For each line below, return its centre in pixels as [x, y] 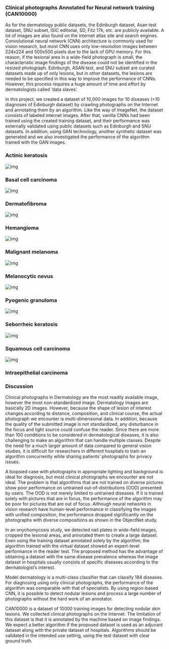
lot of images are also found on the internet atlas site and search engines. [81, 36]
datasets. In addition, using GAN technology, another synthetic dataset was [83, 132]
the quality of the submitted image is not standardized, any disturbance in [82, 424]
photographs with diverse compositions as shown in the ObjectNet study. [81, 520]
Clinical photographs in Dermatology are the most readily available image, [82, 397]
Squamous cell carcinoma [38, 348]
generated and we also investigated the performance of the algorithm [77, 137]
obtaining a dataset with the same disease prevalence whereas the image [82, 557]
